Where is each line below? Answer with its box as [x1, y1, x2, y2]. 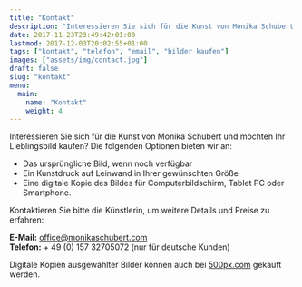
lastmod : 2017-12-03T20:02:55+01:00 [9, 38, 148, 48]
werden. [9, 269, 41, 280]
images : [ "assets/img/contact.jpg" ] [9, 55, 148, 64]
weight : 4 [25, 106, 63, 115]
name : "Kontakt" [25, 97, 88, 107]
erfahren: [9, 214, 44, 225]
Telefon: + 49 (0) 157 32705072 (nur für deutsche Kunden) [9, 242, 230, 252]
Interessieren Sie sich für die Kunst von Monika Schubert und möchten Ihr [9, 131, 286, 142]
